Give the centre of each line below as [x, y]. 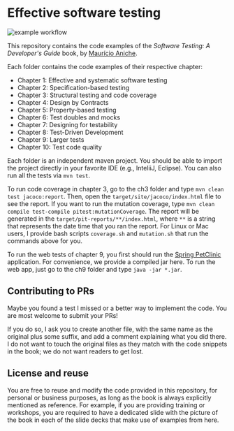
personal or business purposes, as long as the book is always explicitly [109, 397]
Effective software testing [84, 13]
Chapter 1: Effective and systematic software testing [92, 80]
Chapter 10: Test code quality [60, 147]
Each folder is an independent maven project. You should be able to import [115, 160]
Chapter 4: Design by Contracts [63, 102]
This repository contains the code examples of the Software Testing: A [109, 45]
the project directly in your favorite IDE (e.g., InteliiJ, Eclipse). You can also [114, 168]
